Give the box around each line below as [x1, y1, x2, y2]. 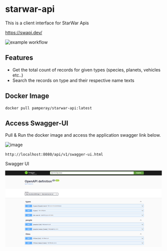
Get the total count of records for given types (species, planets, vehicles [12, 67, 161, 73]
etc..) [12, 72, 23, 78]
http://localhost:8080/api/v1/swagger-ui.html [5, 152, 103, 157]
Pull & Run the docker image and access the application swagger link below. [5, 132, 161, 138]
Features [5, 54, 33, 62]
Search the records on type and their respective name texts [12, 77, 135, 83]
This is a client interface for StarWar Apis [5, 20, 89, 26]
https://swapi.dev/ [5, 29, 42, 35]
